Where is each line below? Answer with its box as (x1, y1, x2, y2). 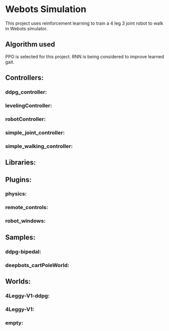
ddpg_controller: (5, 89, 47, 96)
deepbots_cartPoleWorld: (5, 261, 70, 269)
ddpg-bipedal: (5, 248, 41, 255)
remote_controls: (5, 204, 48, 211)
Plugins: (5, 175, 32, 184)
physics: (5, 190, 27, 197)
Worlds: (5, 277, 31, 286)
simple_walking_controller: (5, 143, 73, 150)
